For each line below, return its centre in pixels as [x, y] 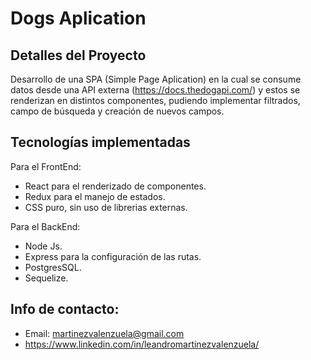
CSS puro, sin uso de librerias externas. [106, 207]
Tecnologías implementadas [100, 142]
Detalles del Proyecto [78, 55]
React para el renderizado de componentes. [115, 186]
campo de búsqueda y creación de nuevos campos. [117, 111]
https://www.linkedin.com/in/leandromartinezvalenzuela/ [142, 344]
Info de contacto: [65, 309]
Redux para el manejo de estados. [95, 196]
